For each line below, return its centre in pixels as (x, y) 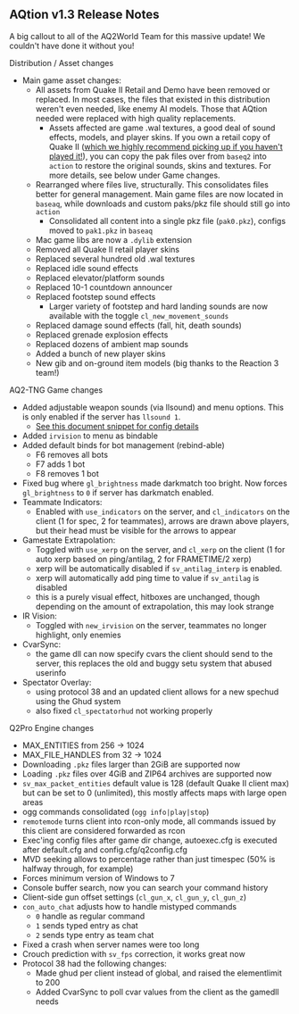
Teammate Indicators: (62, 502)
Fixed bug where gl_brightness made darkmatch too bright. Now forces (154, 483)
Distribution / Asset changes (62, 62)
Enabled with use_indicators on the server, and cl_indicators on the (162, 511)
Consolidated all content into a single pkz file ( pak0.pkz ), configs (167, 220)
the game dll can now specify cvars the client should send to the (154, 653)
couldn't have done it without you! (72, 46)
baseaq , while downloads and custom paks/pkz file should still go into (163, 204)
